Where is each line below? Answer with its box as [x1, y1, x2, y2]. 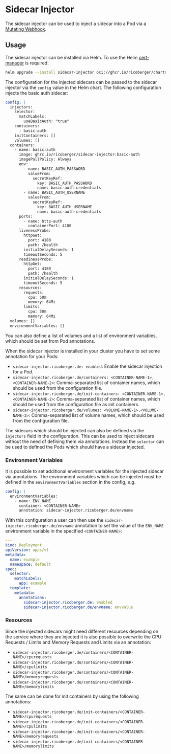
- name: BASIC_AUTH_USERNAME [23, 190, 85, 195]
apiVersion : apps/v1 [5, 547, 49, 553]
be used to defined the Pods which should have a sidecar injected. [5, 443, 145, 450]
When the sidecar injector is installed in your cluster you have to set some [5, 348, 160, 354]
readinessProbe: [18, 257, 53, 262]
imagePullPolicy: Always [18, 157, 72, 162]
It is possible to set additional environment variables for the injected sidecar [5, 468, 164, 474]
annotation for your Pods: [5, 353, 59, 359]
